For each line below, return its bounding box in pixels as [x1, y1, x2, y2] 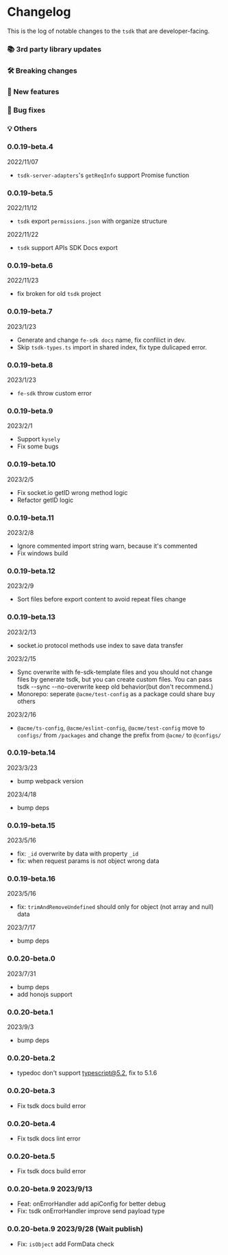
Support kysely [16, 435, 60, 444]
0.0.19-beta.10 [7, 459, 56, 469]
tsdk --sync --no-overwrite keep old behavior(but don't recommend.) [16, 682, 214, 691]
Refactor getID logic [16, 496, 74, 504]
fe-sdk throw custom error [16, 389, 92, 398]
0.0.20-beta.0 [7, 954, 56, 963]
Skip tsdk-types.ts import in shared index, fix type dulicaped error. [16, 343, 207, 351]
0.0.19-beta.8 [7, 360, 53, 369]
